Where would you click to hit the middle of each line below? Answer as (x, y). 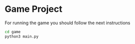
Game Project (34, 9)
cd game (13, 32)
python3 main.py (22, 36)
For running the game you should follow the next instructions (68, 23)
